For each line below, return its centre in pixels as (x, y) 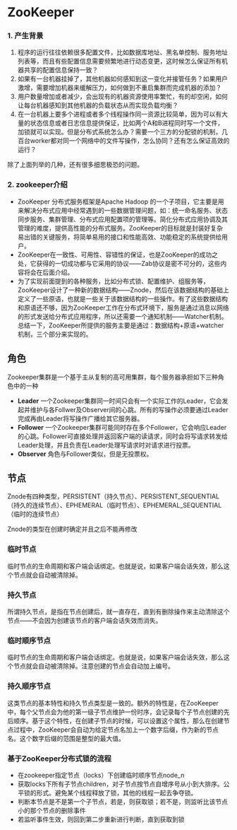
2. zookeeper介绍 (38, 185)
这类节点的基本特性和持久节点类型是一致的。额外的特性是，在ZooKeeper (113, 703)
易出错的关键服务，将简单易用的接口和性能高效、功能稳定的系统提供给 (120, 237)
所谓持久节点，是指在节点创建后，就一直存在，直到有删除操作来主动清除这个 (119, 612)
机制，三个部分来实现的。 (55, 334)
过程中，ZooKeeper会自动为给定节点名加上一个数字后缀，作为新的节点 (116, 730)
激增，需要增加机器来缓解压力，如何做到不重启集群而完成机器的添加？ (120, 88)
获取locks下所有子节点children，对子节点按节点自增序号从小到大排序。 (120, 784)
